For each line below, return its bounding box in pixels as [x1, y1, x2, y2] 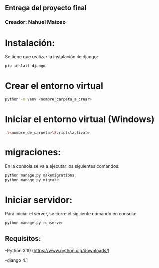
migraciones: [5, 146, 61, 158]
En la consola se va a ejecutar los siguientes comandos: [5, 163, 120, 169]
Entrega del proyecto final [5, 4, 87, 12]
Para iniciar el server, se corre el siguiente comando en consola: [5, 211, 137, 217]
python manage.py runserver [5, 220, 64, 226]
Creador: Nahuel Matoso [5, 19, 66, 26]
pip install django [5, 63, 46, 69]
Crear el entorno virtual [5, 80, 103, 92]
